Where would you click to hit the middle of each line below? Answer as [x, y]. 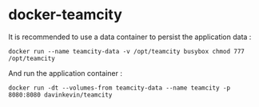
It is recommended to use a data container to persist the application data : [130, 37]
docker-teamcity [65, 15]
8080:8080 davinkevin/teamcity [60, 95]
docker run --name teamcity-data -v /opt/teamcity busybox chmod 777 [127, 51]
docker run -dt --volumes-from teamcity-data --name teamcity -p [119, 88]
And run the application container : [65, 73]
